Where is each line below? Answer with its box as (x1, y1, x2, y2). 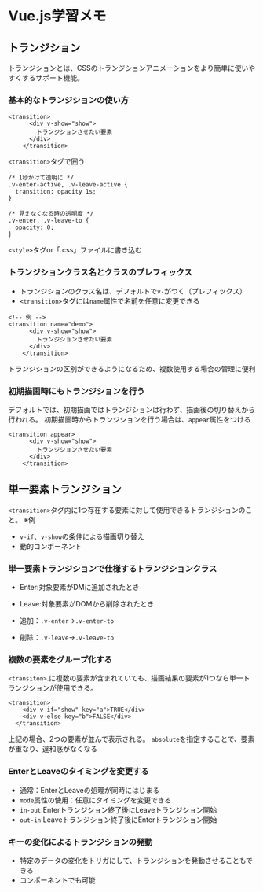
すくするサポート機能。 (8, 73, 84, 83)
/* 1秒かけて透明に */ (8, 174, 75, 182)
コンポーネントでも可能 (19, 875, 96, 885)
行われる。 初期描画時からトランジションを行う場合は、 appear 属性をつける (8, 415, 251, 424)
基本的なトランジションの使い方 (8, 94, 130, 105)
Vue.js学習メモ (8, 7, 107, 25)
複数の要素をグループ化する (8, 654, 112, 665)
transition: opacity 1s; (15, 188, 97, 196)
